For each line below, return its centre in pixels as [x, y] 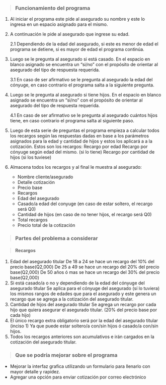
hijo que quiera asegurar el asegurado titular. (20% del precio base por [84, 310]
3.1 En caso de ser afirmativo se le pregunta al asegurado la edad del [81, 80]
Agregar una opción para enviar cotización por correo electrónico [78, 377]
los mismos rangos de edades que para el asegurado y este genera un [83, 294]
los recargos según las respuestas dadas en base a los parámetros [79, 136]
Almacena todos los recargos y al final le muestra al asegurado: [76, 167]
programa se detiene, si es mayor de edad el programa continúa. [77, 50]
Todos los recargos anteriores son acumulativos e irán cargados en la [82, 337]
